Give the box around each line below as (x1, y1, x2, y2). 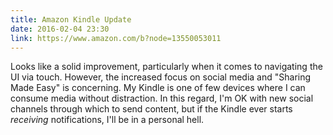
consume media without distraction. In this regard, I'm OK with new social (10, 92, 314, 105)
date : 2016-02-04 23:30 (10, 24, 110, 34)
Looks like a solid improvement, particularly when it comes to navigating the (10, 61, 323, 73)
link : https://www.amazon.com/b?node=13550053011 (10, 33, 222, 43)
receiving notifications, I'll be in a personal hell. (10, 114, 205, 126)
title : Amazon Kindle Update (10, 14, 132, 25)
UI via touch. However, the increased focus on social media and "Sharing (10, 71, 312, 83)
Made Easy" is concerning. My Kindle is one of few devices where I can (10, 82, 306, 94)
